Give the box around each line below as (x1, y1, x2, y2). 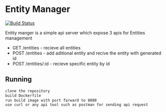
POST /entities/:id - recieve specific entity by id (12, 60, 110, 66)
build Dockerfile (5, 93, 41, 98)
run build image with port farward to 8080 (5, 97, 97, 103)
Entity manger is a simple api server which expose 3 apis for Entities (5, 29, 146, 35)
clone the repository (5, 88, 50, 93)
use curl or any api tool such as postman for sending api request (5, 102, 149, 107)
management (5, 35, 32, 41)
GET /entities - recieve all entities (12, 44, 81, 50)
